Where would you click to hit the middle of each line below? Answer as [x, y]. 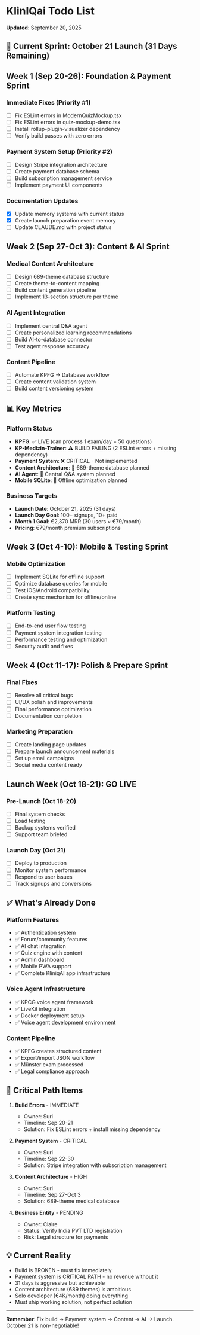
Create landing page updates [50, 744]
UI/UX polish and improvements [54, 702]
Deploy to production [41, 863]
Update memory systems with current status [69, 214]
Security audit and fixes [44, 646]
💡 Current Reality [39, 1256]
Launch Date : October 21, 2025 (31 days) [65, 509]
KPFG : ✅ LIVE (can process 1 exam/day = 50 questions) [83, 441]
